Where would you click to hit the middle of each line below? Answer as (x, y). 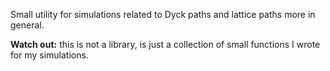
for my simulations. (49, 55)
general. (27, 25)
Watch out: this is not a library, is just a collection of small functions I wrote (165, 44)
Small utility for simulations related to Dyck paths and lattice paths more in (163, 14)
